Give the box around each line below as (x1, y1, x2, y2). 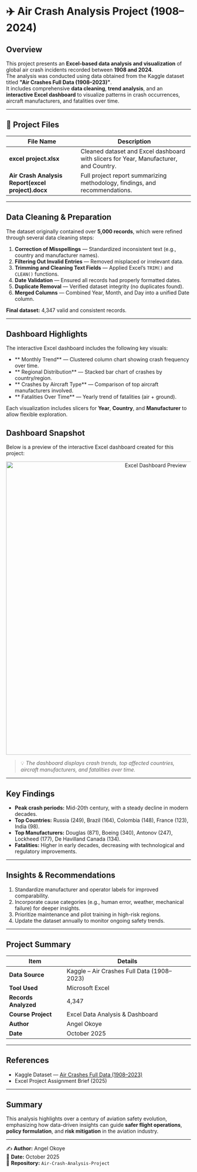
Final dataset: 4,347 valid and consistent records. (6, 306, 127, 314)
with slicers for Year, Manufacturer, (80, 154, 178, 162)
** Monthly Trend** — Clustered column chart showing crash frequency (14, 356, 189, 363)
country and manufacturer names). (14, 252, 100, 259)
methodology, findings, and (80, 178, 157, 187)
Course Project (9, 1010, 52, 1018)
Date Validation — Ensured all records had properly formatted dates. (14, 276, 182, 283)
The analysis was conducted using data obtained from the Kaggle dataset (6, 73, 185, 79)
